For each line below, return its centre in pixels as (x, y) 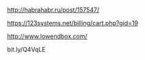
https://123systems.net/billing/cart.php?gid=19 (73, 23)
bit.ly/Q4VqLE (26, 49)
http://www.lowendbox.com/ (47, 36)
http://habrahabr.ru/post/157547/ (53, 10)
